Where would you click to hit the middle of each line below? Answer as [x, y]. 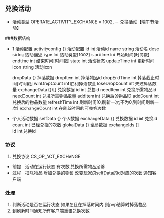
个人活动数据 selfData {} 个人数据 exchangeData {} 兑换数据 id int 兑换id [85, 118]
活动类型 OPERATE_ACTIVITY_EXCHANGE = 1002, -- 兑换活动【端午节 [83, 22]
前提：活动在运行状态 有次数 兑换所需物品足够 [59, 167]
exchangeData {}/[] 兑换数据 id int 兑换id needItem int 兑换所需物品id [87, 89]
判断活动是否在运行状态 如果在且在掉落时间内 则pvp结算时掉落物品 [79, 205]
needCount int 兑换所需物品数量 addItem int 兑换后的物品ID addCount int [85, 96]
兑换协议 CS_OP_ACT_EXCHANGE [46, 157]
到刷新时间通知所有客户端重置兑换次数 [51, 211]
